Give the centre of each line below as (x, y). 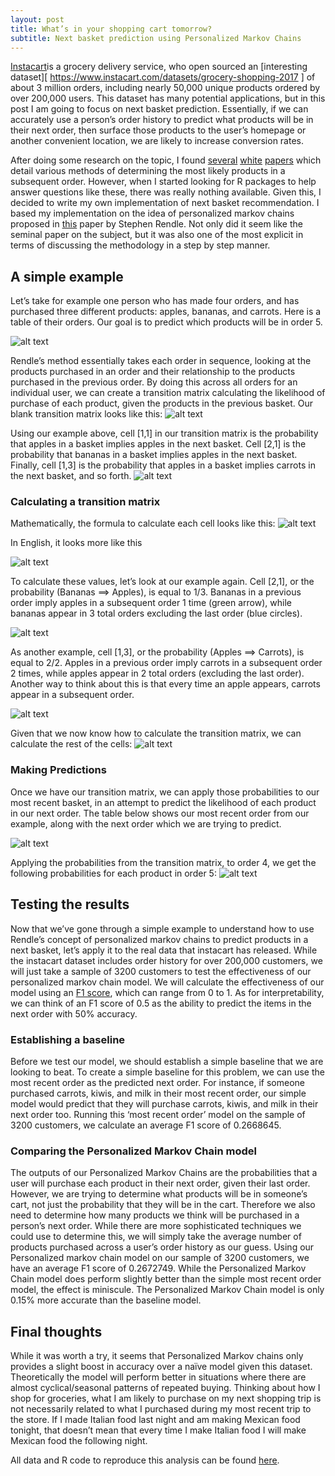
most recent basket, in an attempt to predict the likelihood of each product (163, 802)
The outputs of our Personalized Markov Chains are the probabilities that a (164, 1173)
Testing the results (70, 904)
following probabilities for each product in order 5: (113, 873)
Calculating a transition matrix (85, 502)
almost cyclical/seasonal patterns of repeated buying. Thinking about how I (165, 1387)
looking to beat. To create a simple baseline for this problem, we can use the (167, 1072)
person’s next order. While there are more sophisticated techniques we (156, 1226)
